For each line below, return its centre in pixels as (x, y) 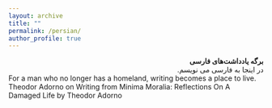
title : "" (25, 23)
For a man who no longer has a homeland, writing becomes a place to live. (132, 78)
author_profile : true (45, 38)
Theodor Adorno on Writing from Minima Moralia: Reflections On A (119, 87)
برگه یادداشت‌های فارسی (226, 61)
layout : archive (36, 16)
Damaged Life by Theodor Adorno (66, 96)
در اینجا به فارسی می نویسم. (220, 70)
